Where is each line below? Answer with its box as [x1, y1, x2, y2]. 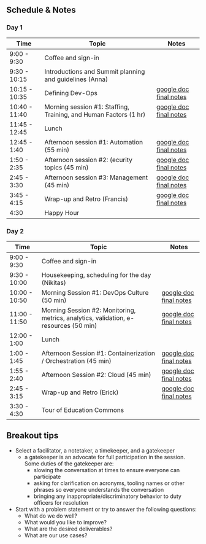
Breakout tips [6, 430, 59, 441]
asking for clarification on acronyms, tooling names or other [33, 479, 185, 487]
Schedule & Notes [6, 5, 76, 15]
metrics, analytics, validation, [41, 313, 126, 322]
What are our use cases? [24, 531, 88, 539]
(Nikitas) [41, 278, 66, 287]
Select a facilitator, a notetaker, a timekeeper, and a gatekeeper [15, 446, 175, 454]
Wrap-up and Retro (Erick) [41, 388, 119, 397]
